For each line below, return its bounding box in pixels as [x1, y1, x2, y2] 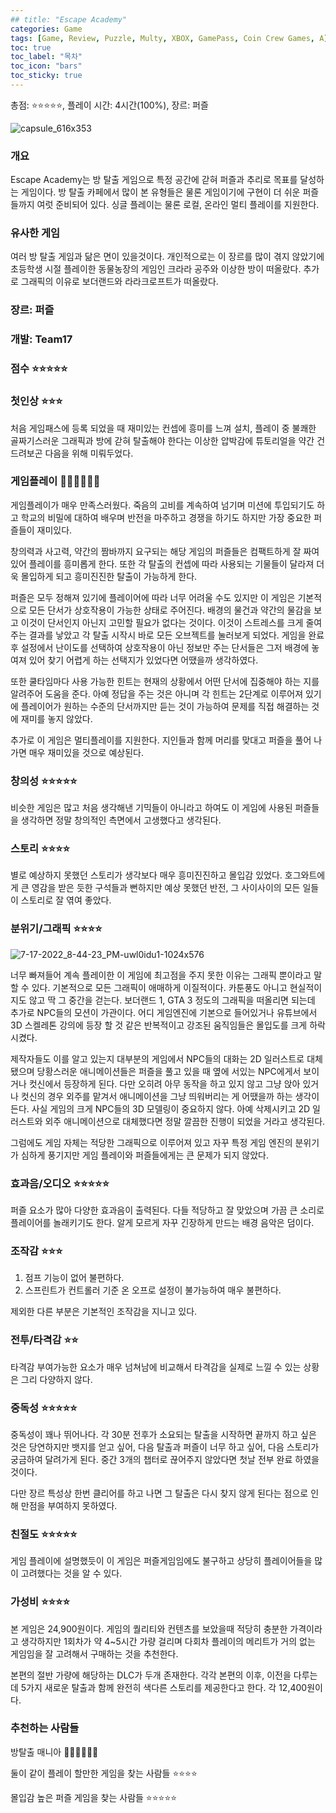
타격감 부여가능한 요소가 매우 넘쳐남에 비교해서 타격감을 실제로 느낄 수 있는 [10, 1361, 302, 1373]
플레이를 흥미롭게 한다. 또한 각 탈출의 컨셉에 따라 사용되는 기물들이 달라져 [28, 557, 315, 570]
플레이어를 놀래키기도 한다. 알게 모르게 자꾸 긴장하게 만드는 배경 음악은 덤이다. [10, 1217, 315, 1229]
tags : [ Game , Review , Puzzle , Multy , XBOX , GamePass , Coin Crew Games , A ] [10, 33, 329, 43]
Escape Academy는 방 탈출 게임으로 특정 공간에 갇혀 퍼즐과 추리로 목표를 [10, 174, 298, 186]
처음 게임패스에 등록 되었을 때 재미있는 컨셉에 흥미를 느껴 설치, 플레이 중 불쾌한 [10, 422, 317, 434]
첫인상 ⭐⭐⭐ [10, 394, 63, 408]
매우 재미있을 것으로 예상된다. [28, 746, 144, 758]
